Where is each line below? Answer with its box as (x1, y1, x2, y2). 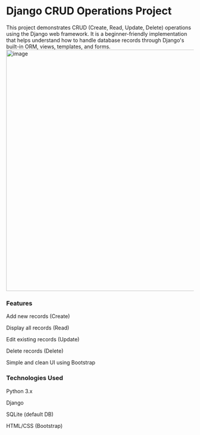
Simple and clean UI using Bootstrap (6, 359, 96, 366)
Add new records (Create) (6, 313, 70, 320)
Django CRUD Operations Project (6, 4, 172, 18)
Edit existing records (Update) (6, 336, 80, 343)
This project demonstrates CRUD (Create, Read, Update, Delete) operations (6, 24, 192, 31)
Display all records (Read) (6, 324, 70, 332)
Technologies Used (6, 374, 64, 382)
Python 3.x (6, 387, 33, 394)
